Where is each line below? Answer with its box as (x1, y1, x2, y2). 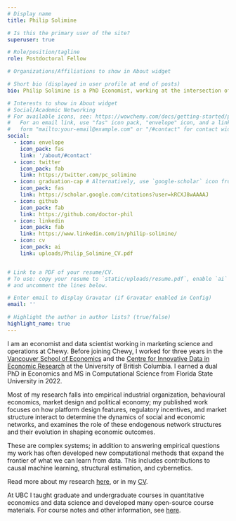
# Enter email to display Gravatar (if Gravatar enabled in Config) (7, 294, 212, 302)
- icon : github (13, 197, 58, 204)
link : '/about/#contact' (20, 152, 93, 159)
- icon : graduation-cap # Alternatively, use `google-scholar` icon (13, 178, 218, 185)
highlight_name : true (7, 320, 71, 327)
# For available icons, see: (7, 113, 93, 120)
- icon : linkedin (13, 217, 65, 225)
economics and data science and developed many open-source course (7, 498, 214, 506)
